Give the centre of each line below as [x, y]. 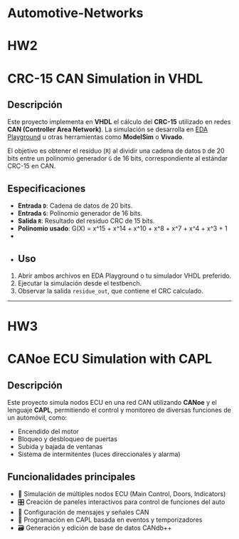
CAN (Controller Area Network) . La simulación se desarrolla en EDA [108, 129]
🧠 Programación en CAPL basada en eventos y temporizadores [110, 520]
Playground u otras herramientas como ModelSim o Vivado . [96, 137]
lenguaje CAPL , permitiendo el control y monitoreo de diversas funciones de [119, 410]
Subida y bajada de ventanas [60, 447]
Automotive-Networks [75, 13]
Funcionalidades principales [71, 477]
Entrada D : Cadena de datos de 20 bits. [75, 206]
